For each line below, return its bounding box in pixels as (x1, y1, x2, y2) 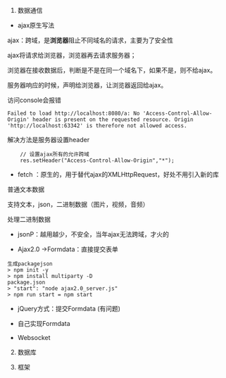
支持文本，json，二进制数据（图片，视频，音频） (7, 200, 149, 208)
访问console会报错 (7, 96, 62, 104)
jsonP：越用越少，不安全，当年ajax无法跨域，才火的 (17, 230, 169, 238)
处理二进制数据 (7, 215, 51, 223)
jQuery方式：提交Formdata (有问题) (17, 305, 121, 313)
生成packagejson (7, 260, 53, 267)
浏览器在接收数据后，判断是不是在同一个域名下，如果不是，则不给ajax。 (7, 66, 217, 74)
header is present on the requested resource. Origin (32, 116, 194, 123)
